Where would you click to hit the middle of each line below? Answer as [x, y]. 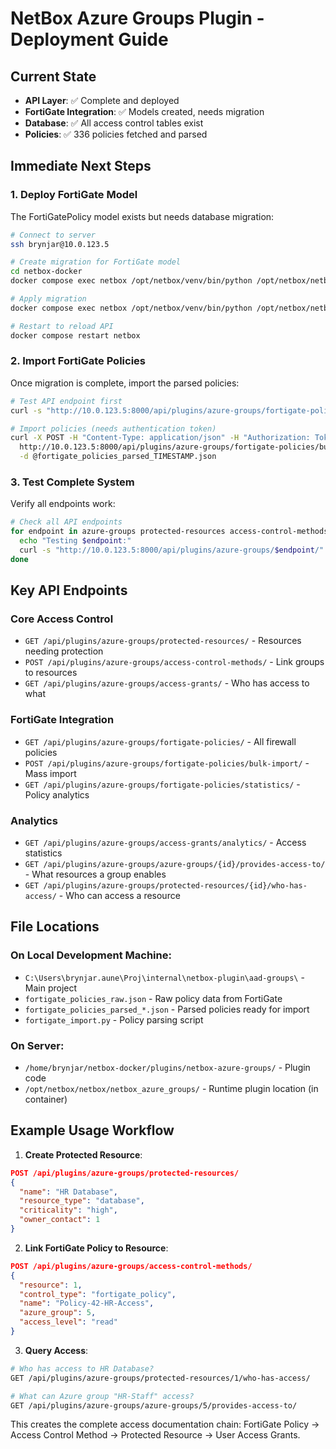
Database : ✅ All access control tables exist [114, 123]
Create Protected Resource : [83, 1154]
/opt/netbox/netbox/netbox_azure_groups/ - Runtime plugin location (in [171, 1089]
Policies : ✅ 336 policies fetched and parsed [116, 134]
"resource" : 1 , [51, 1285]
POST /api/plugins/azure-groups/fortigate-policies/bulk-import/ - [167, 763]
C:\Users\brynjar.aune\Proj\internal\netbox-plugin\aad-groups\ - [164, 977]
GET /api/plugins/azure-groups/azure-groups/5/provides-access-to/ [154, 1405]
